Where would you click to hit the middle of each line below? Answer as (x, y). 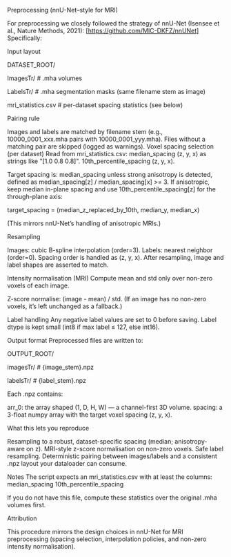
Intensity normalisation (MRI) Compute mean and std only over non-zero (110, 278)
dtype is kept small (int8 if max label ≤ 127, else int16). (83, 327)
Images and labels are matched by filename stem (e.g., (85, 132)
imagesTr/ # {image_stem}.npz (51, 367)
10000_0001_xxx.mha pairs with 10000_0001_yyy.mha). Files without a (106, 139)
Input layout (24, 51)
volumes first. (27, 505)
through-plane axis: (35, 197)
